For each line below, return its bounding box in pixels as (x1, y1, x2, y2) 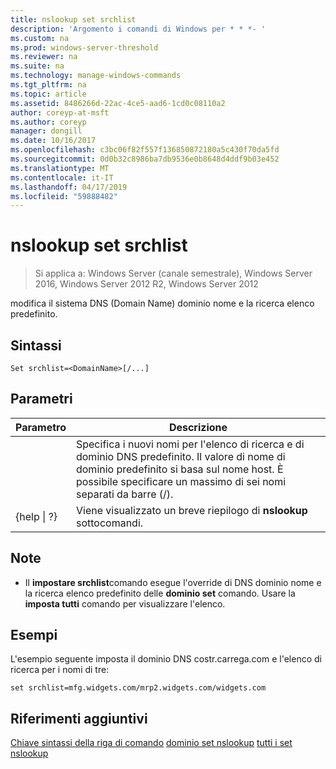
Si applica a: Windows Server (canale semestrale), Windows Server (34, 267, 313, 280)
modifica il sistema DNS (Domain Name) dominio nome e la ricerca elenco (10, 297, 315, 310)
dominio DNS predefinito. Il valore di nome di (75, 449, 286, 463)
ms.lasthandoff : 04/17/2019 (10, 182, 128, 192)
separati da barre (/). (75, 487, 174, 501)
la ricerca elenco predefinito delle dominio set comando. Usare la (24, 587, 296, 599)
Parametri (10, 391, 73, 408)
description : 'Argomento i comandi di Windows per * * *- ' (10, 24, 267, 34)
